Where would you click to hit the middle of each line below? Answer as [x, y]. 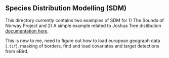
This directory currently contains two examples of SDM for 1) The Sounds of [85, 20]
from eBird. [17, 51]
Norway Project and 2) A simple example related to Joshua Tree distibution [83, 25]
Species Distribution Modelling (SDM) [66, 8]
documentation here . [27, 31]
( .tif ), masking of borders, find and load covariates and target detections [82, 46]
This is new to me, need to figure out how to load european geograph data [83, 40]
